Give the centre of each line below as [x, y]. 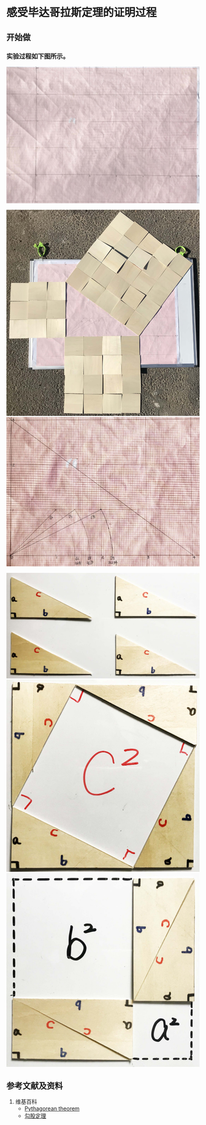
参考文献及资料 [35, 1085]
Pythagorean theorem [52, 1108]
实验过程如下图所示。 [38, 56]
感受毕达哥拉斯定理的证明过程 [82, 13]
